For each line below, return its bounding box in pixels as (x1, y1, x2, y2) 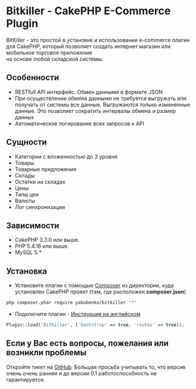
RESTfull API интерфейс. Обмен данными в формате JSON (14, 88, 163, 96)
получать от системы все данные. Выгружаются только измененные (14, 101, 191, 108)
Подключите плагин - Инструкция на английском (14, 311, 141, 318)
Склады (14, 172, 35, 179)
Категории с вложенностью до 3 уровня (14, 153, 118, 160)
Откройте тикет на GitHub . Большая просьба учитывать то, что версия (6, 363, 186, 371)
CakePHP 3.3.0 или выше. (14, 236, 80, 243)
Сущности (6, 137, 48, 147)
